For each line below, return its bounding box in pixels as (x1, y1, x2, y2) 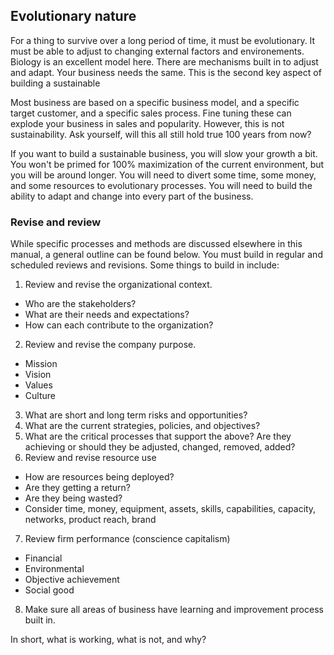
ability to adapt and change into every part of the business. (10, 190, 254, 202)
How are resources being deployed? (24, 471, 175, 483)
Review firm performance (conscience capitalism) (24, 533, 231, 545)
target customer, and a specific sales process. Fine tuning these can (10, 107, 292, 119)
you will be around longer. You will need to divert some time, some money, (10, 169, 317, 181)
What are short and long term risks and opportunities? (24, 409, 248, 421)
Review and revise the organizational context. (24, 279, 213, 291)
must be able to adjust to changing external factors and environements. (10, 45, 305, 57)
